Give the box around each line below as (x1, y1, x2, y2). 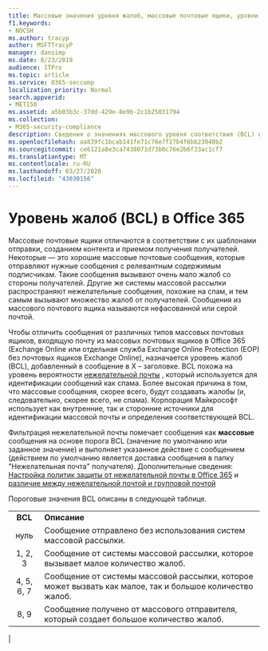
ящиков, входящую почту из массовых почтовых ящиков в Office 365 (8, 336, 246, 345)
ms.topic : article (8, 71, 69, 79)
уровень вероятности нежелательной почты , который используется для (8, 369, 258, 379)
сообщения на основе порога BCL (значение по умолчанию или (8, 436, 227, 445)
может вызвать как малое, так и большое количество (43, 580, 254, 591)
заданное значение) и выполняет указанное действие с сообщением (8, 444, 245, 454)
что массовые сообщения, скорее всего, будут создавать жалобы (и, (8, 386, 246, 396)
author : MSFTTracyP (8, 41, 73, 49)
